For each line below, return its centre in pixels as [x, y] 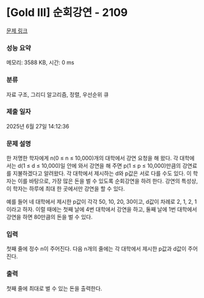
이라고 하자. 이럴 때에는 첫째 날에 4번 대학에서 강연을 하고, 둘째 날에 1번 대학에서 [102, 209]
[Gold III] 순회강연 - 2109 [67, 13]
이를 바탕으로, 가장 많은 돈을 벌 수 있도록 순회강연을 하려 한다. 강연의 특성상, [108, 181]
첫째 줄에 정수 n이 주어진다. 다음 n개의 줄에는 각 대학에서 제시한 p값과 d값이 [97, 249]
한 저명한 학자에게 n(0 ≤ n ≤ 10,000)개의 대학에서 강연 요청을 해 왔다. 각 [92, 158]
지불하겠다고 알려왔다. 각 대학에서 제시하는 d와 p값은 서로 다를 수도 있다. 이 [102, 173]
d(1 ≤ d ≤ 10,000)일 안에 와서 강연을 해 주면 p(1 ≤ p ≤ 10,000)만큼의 [99, 166]
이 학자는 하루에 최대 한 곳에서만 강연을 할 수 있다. [66, 189]
